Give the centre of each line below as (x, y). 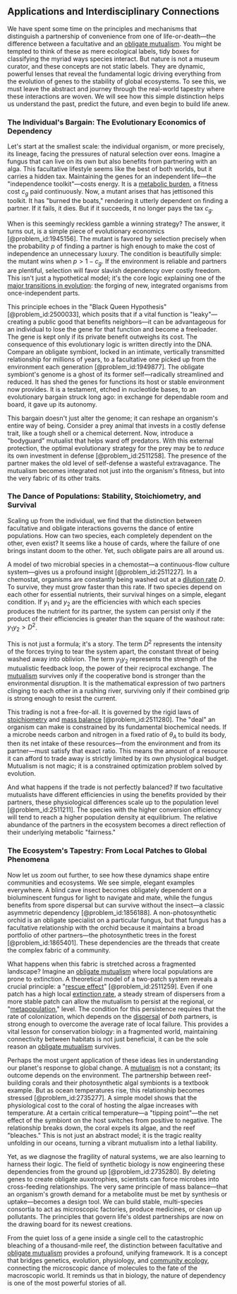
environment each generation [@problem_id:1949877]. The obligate (106, 366)
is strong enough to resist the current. (62, 698)
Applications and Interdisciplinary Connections (114, 12)
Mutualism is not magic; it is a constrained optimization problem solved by (115, 766)
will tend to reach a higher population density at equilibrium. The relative (112, 817)
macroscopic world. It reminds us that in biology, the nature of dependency (117, 1275)
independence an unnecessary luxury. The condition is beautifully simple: (115, 253)
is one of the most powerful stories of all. (67, 1283)
